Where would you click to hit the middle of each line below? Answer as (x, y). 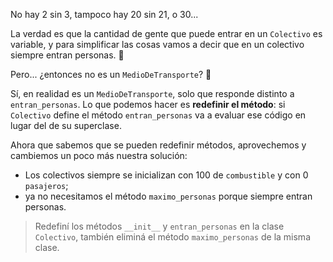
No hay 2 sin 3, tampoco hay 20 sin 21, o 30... (104, 14)
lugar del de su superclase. (66, 125)
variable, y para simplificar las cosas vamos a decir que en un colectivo (157, 44)
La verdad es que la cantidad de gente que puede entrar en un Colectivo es (166, 33)
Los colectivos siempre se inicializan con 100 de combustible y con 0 (166, 175)
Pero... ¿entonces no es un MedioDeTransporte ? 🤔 (111, 74)
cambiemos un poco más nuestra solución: (99, 155)
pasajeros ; (46, 185)
